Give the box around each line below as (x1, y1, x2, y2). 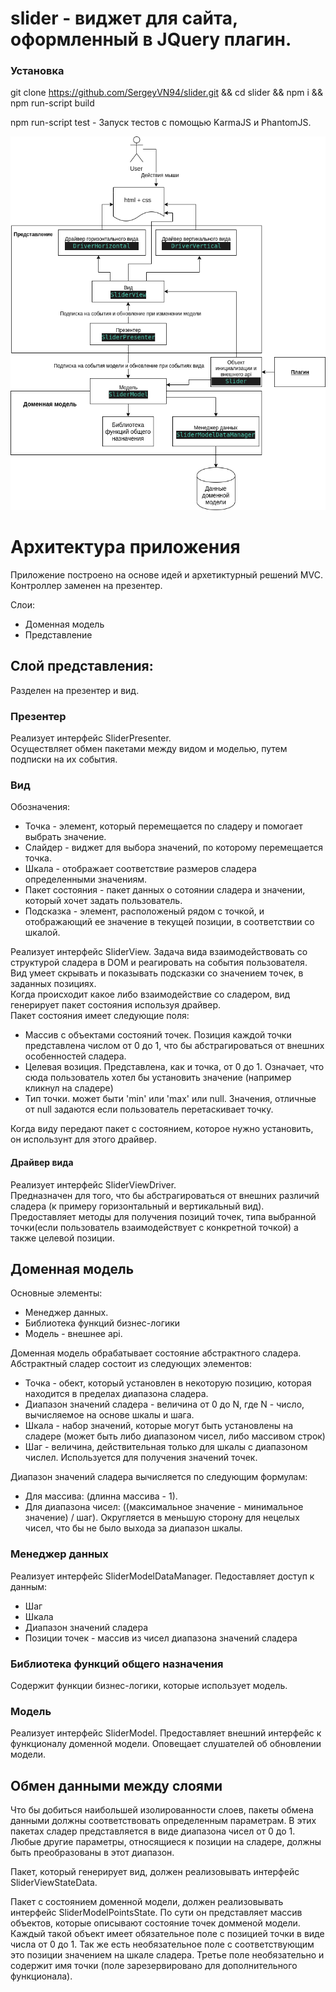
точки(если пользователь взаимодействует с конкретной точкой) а (10, 1221, 299, 1233)
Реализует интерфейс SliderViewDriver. (10, 1178, 177, 1191)
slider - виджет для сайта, (10, 7, 238, 30)
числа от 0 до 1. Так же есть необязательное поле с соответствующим (10, 1938, 315, 1951)
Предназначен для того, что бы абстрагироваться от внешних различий (10, 1189, 320, 1201)
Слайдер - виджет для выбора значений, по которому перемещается (24, 842, 323, 854)
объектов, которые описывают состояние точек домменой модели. (10, 1917, 301, 1929)
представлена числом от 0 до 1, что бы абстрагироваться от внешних (24, 1040, 325, 1052)
